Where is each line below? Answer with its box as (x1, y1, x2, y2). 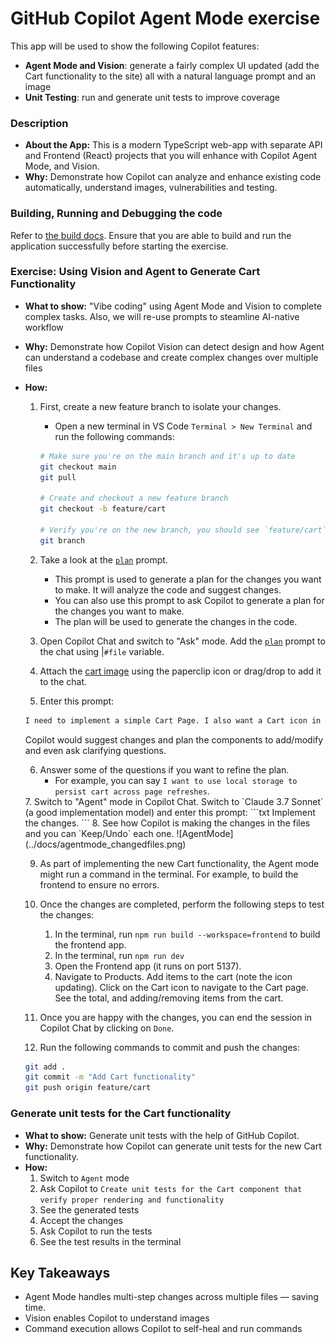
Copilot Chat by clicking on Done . (39, 1022, 175, 1034)
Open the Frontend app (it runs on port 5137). (54, 960, 242, 972)
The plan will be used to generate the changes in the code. (54, 615, 298, 627)
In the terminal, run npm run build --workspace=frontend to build (54, 928, 321, 940)
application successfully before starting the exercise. (10, 240, 229, 252)
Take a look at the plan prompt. (39, 553, 168, 566)
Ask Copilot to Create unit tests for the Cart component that (39, 1182, 303, 1194)
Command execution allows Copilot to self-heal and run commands (24, 1323, 303, 1335)
